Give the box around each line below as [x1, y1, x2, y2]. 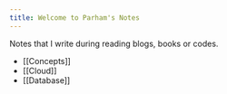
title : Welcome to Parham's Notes [9, 13, 141, 23]
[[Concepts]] [22, 55, 71, 66]
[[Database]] [22, 74, 71, 86]
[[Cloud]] [22, 65, 57, 76]
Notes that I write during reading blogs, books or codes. [9, 38, 219, 49]
